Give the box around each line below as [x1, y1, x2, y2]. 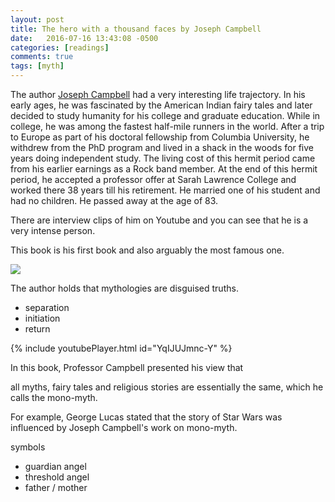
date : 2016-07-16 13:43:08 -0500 [10, 33, 159, 43]
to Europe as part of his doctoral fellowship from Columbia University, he [10, 131, 310, 143]
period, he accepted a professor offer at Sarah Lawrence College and [10, 174, 297, 185]
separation [24, 302, 70, 313]
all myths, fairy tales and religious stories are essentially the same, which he [10, 381, 324, 393]
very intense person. [10, 225, 96, 236]
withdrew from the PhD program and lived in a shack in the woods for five [10, 142, 314, 153]
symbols [10, 441, 46, 453]
